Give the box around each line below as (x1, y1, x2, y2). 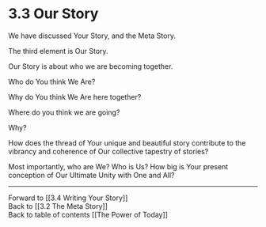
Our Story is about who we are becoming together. (8, 61, 173, 71)
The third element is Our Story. (8, 46, 108, 55)
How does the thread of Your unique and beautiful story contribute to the (8, 138, 246, 147)
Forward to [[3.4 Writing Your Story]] (8, 193, 128, 202)
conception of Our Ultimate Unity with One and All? (8, 170, 176, 180)
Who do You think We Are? (8, 77, 96, 86)
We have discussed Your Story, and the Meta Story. (8, 31, 177, 40)
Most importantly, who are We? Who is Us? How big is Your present (8, 161, 229, 171)
